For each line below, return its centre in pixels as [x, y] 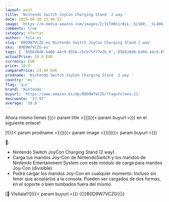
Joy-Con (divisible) [32, 168]
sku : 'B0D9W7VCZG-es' [28, 47]
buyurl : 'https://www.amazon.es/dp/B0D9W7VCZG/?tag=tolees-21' [73, 94]
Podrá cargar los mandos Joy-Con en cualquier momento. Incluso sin [84, 173]
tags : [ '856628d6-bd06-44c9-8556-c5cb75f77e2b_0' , [60, 52]
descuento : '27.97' [26, 98]
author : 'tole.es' [24, 38]
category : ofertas [24, 33]
